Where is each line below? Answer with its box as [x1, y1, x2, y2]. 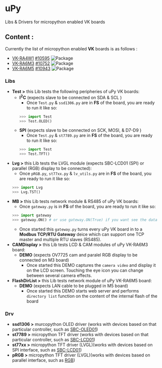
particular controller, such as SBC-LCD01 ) [12, 337, 95, 342]
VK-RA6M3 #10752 [12, 60, 50, 66]
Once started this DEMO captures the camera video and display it [26, 262, 156, 268]
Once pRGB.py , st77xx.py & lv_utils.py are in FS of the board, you [19, 170, 152, 177]
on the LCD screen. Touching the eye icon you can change [26, 267, 144, 273]
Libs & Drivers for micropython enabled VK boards [5, 19, 105, 25]
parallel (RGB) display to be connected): [12, 166, 92, 171]
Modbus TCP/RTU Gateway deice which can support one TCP [19, 231, 145, 237]
